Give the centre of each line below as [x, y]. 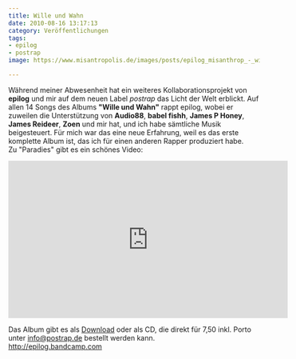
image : [19, 61]
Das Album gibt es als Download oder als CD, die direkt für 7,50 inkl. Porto [130, 329]
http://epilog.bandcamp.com [55, 346]
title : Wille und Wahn [46, 16]
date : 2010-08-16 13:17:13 [53, 23]
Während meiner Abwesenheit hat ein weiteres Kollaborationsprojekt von [128, 90]
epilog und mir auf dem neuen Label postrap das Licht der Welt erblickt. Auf [134, 98]
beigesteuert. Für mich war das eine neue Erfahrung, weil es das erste [124, 132]
